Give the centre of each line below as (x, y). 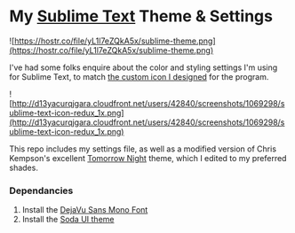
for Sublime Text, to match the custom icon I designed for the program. (139, 76)
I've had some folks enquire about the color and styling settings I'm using (144, 67)
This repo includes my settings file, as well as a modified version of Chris (143, 149)
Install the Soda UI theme (68, 220)
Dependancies (41, 190)
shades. (24, 167)
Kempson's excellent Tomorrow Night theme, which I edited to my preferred (148, 158)
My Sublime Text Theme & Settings (141, 16)
